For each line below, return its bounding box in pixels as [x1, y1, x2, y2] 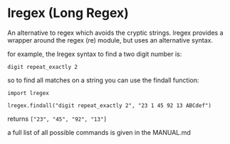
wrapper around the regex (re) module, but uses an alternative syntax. [7, 35, 214, 44]
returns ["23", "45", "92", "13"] [7, 114, 107, 123]
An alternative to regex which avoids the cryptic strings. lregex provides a [7, 28, 224, 37]
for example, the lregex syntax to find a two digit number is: [7, 50, 182, 58]
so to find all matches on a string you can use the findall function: [7, 76, 199, 84]
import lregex [7, 89, 50, 96]
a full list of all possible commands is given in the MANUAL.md [7, 128, 191, 136]
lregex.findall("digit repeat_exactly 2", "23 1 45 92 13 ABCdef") [7, 101, 212, 109]
